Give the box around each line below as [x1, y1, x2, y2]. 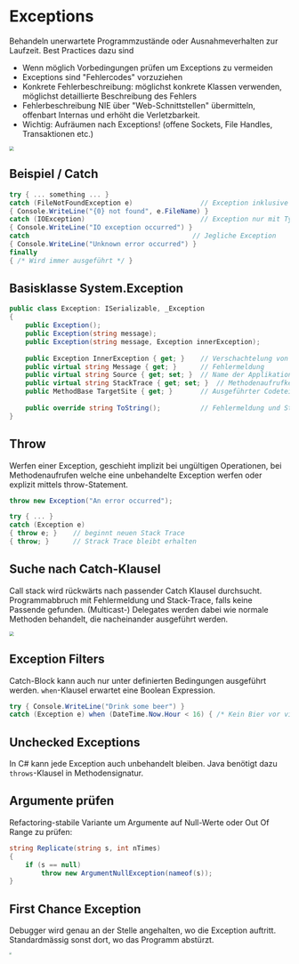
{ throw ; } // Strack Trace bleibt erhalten [9, 537, 198, 546]
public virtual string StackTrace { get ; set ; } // [25, 379, 225, 388]
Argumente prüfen [9, 793, 115, 808]
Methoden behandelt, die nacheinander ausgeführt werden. [9, 614, 229, 624]
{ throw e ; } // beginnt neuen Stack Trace [9, 529, 185, 538]
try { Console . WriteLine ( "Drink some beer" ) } [9, 702, 185, 711]
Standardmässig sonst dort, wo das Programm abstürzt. [9, 935, 214, 945]
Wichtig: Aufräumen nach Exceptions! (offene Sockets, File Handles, [21, 118, 273, 130]
